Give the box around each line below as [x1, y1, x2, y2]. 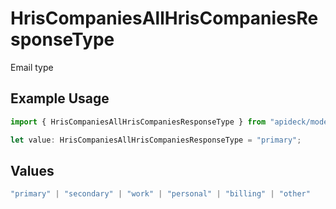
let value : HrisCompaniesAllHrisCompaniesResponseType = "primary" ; [10, 135, 302, 145]
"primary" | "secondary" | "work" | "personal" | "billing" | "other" [10, 189, 311, 199]
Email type [10, 61, 54, 73]
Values [10, 162, 55, 179]
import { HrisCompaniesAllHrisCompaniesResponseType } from [10, 117, 267, 127]
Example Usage [10, 90, 110, 107]
